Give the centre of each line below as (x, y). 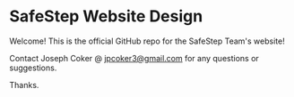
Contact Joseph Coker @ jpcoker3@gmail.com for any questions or (134, 58)
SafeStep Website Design (106, 16)
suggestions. (33, 68)
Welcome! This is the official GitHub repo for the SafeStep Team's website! (147, 41)
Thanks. (24, 85)
